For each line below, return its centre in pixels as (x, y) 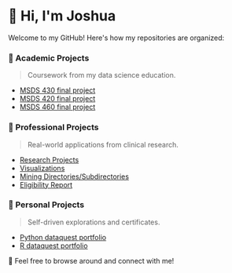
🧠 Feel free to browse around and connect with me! (91, 260)
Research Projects (49, 159)
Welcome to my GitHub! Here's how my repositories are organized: (116, 38)
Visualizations (42, 168)
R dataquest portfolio (53, 246)
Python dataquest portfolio (63, 237)
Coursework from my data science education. (101, 75)
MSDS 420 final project (57, 99)
